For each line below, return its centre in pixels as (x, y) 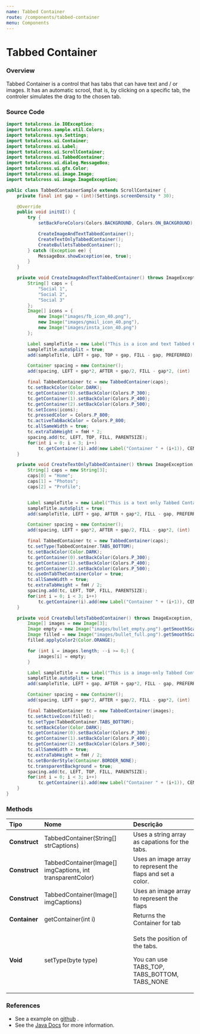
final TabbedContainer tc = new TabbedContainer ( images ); (101, 711)
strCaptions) (62, 846)
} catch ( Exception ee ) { (60, 251)
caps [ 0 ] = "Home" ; (50, 476)
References (23, 1005)
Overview (21, 71)
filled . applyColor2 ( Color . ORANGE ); (72, 641)
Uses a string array (160, 835)
